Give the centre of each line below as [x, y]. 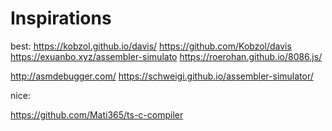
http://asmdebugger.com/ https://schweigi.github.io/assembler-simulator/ [162, 76]
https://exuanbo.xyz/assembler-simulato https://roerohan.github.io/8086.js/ [166, 56]
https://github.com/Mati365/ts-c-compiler [97, 114]
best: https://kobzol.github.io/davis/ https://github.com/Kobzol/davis [151, 46]
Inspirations [61, 18]
